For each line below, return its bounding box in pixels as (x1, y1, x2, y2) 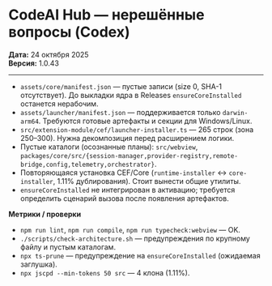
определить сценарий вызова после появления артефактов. (19, 193, 229, 203)
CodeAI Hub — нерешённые (8, 6, 205, 24)
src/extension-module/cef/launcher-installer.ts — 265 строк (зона (19, 124, 254, 134)
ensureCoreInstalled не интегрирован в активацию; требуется (19, 185, 236, 194)
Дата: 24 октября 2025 (8, 49, 89, 59)
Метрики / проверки (8, 209, 82, 219)
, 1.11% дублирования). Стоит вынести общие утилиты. (53, 176, 241, 186)
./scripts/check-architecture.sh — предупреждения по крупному (19, 233, 251, 243)
